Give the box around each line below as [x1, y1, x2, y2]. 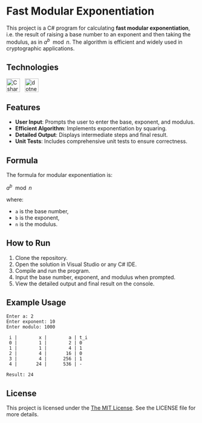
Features [6, 102, 41, 113]
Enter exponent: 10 [6, 319, 56, 325]
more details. [6, 411, 39, 418]
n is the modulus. [15, 220, 58, 228]
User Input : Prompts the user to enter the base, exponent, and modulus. [15, 118, 195, 125]
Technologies [6, 62, 59, 72]
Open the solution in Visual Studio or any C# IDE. [15, 261, 137, 268]
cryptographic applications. [6, 44, 75, 52]
